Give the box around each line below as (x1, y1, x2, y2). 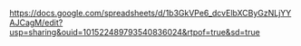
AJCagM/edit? (9, 17, 63, 28)
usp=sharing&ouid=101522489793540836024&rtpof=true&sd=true (9, 27, 260, 37)
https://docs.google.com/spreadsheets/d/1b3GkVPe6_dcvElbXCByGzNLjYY (9, 8, 292, 18)
